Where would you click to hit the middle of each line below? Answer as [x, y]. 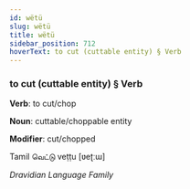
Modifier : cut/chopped [53, 139]
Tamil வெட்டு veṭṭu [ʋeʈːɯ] [58, 157]
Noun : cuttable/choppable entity [71, 121]
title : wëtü [32, 35]
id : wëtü [26, 18]
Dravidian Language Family [62, 175]
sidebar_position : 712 [53, 43]
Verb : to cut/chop [43, 104]
